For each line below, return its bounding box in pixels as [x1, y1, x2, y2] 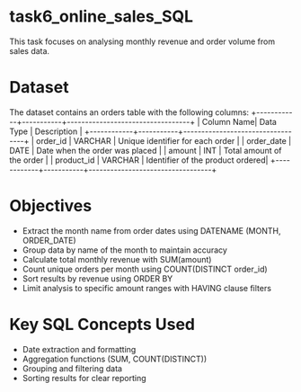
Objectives [9, 196, 93, 217]
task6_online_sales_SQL [9, 6, 194, 27]
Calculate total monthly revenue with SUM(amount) [22, 254, 212, 264]
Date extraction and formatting [22, 343, 137, 354]
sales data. [9, 45, 50, 56]
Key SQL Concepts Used [9, 315, 196, 334]
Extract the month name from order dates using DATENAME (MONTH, [22, 225, 281, 236]
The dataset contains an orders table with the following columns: [9, 106, 250, 118]
